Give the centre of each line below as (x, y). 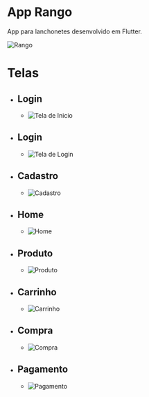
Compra (35, 330)
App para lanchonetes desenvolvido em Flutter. (74, 31)
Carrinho (37, 292)
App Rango (40, 12)
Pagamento (42, 369)
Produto (35, 253)
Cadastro (38, 176)
